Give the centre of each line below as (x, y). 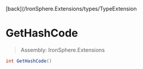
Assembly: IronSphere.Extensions (63, 50)
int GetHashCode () (29, 61)
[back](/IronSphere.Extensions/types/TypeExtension (71, 9)
